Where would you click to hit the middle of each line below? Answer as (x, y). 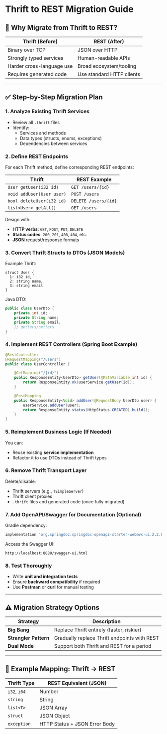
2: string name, (26, 282)
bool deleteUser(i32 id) (37, 201)
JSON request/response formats (46, 240)
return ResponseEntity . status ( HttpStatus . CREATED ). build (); (86, 410)
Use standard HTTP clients (109, 74)
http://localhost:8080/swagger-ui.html (46, 553)
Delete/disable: (21, 481)
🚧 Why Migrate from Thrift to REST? (61, 28)
